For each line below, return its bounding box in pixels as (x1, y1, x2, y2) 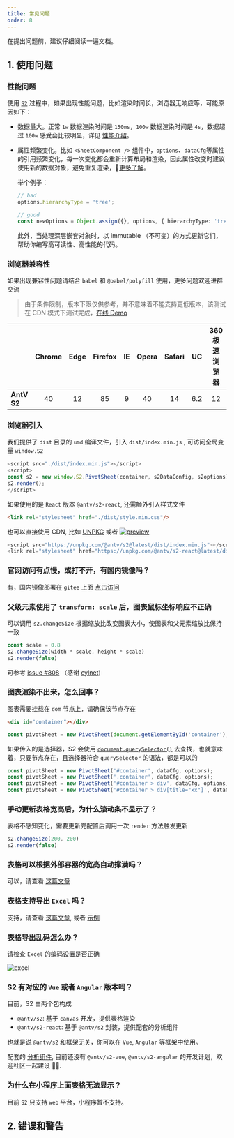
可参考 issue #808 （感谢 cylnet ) (7, 668, 101, 677)
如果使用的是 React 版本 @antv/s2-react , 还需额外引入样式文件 (7, 500, 185, 508)
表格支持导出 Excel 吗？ (7, 896, 86, 906)
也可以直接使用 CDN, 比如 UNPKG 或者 (7, 527, 118, 536)
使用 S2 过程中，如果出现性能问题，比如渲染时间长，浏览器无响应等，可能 (7, 99, 219, 107)
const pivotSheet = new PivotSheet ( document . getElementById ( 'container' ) (7, 731, 226, 738)
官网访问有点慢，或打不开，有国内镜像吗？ (7, 566, 150, 576)
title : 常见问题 (7, 10, 50, 17)
